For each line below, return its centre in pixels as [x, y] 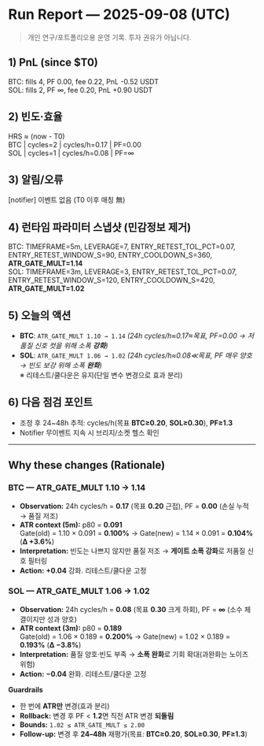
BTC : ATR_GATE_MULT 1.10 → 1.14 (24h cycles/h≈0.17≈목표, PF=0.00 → [132, 336]
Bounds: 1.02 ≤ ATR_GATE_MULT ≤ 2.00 [82, 724]
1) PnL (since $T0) [53, 63]
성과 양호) [62, 619]
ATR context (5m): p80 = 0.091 [71, 525]
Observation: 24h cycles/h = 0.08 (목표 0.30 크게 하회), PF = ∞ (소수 [131, 609]
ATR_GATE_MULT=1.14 [46, 264]
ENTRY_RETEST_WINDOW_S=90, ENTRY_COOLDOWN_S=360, [110, 255]
